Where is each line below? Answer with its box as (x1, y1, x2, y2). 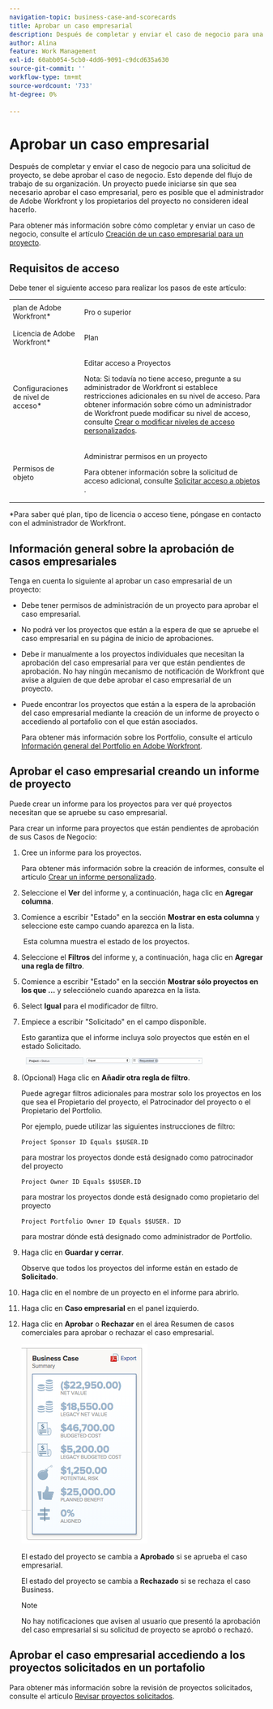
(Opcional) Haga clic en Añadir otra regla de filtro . (20, 1073, 190, 1082)
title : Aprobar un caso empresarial (9, 21, 133, 30)
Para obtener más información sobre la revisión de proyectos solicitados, (9, 1682, 254, 1692)
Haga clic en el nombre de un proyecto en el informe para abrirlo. (20, 1287, 240, 1297)
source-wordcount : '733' (9, 81, 93, 89)
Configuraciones (12, 383, 69, 393)
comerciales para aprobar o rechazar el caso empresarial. (20, 1327, 215, 1337)
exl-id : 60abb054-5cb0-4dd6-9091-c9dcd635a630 (9, 56, 169, 64)
